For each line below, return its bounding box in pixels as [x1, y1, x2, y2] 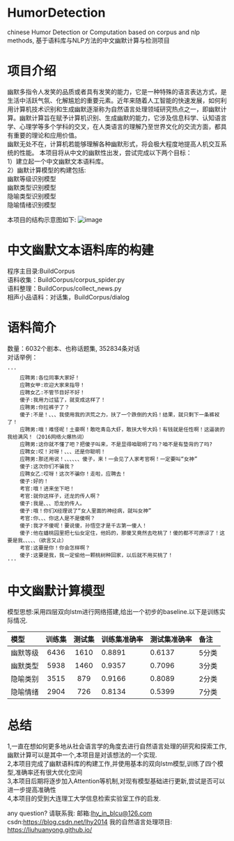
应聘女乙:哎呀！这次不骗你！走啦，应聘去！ [19, 470, 127, 478]
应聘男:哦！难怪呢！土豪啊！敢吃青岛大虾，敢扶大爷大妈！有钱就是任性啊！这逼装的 [19, 426, 225, 433]
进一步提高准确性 [7, 785, 56, 794]
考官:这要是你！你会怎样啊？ [19, 544, 91, 551]
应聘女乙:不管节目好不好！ [19, 388, 86, 396]
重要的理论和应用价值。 [13, 131, 81, 139]
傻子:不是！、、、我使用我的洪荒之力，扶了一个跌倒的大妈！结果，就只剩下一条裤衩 [19, 411, 220, 418]
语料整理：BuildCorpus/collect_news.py [7, 284, 122, 292]
